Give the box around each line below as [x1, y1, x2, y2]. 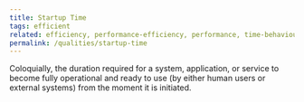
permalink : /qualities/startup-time [9, 38, 147, 48]
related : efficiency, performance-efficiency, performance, [9, 30, 242, 39]
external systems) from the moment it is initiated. [9, 82, 192, 93]
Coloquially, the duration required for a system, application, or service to [9, 63, 280, 74]
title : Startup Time [9, 13, 88, 23]
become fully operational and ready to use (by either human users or [9, 73, 266, 84]
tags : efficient [9, 22, 71, 31]
